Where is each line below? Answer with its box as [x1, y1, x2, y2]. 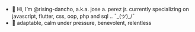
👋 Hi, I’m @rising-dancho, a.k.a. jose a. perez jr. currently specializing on [11, 6, 190, 12]
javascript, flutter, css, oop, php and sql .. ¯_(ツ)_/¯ [11, 12, 135, 20]
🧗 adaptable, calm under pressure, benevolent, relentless [11, 20, 152, 26]
